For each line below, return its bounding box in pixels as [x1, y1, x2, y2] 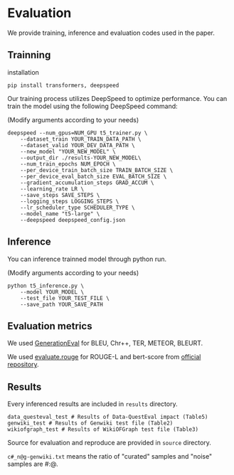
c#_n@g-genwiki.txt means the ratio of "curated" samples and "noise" [7, 452, 213, 461]
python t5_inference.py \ [7, 282, 84, 289]
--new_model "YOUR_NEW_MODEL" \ [20, 148, 116, 155]
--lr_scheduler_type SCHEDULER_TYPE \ [20, 204, 135, 211]
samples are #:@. [7, 460, 58, 469]
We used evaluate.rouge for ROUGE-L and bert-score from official [7, 353, 201, 361]
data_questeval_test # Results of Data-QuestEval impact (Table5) [7, 414, 208, 421]
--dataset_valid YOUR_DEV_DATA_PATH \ [20, 142, 135, 149]
